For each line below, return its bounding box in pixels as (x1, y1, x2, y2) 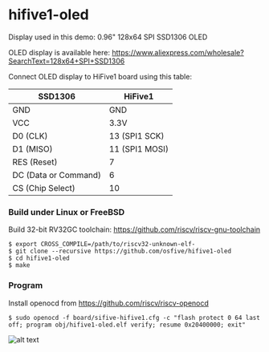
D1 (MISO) (12, 143, 53, 154)
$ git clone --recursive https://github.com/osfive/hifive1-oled (8, 247, 231, 256)
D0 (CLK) (12, 130, 48, 141)
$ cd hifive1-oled (8, 254, 70, 262)
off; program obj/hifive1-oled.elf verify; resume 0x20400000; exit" (8, 321, 247, 329)
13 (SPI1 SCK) (108, 130, 165, 141)
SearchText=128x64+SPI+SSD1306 (8, 56, 125, 66)
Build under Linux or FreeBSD (8, 206, 125, 217)
